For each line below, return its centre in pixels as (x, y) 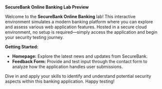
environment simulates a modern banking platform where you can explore (79, 22)
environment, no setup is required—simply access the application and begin (81, 32)
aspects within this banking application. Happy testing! (60, 81)
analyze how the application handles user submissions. (67, 67)
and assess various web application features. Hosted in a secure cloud (76, 27)
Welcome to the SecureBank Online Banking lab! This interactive (70, 16)
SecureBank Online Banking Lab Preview (47, 7)
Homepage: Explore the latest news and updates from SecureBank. (80, 56)
